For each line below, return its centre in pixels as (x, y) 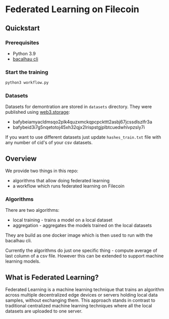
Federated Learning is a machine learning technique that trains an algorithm (85, 290)
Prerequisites (22, 43)
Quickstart (23, 28)
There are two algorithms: (32, 210)
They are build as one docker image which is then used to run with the (79, 235)
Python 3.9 (24, 53)
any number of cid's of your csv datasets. (49, 143)
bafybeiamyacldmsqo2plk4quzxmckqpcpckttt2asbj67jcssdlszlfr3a (82, 122)
